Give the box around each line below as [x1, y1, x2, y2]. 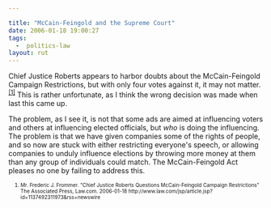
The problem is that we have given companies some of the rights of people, [8, 131, 260, 141]
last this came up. [8, 98, 67, 108]
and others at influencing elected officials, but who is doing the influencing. [8, 122, 260, 132]
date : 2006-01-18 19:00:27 [8, 26, 100, 35]
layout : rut [8, 49, 49, 57]
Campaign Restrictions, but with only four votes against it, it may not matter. [8, 80, 261, 90]
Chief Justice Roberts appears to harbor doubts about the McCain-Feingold [8, 71, 260, 81]
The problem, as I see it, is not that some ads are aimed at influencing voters [8, 114, 264, 124]
